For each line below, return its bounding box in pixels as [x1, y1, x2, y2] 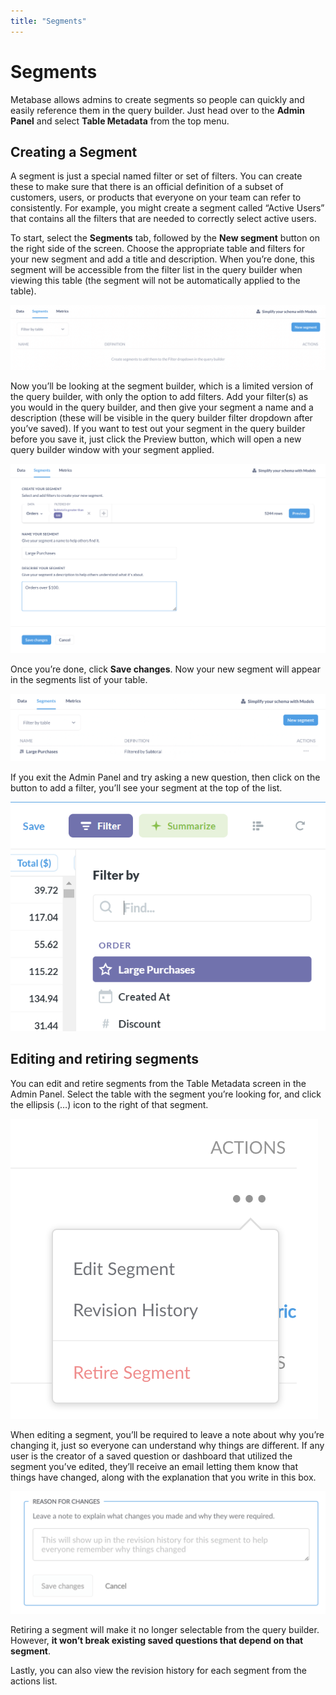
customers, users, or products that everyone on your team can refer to [10, 191, 302, 204]
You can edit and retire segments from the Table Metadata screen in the [10, 1077, 307, 1089]
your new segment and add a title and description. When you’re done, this [10, 253, 315, 265]
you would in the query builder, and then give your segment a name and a [10, 401, 314, 413]
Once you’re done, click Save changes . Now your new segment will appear [10, 663, 321, 675]
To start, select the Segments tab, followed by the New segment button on [10, 232, 321, 244]
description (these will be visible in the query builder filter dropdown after [10, 411, 313, 424]
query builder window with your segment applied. [10, 443, 215, 455]
